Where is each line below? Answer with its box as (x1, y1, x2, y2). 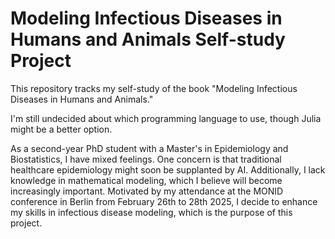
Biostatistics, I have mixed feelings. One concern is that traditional (10, 153, 282, 165)
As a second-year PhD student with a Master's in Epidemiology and (10, 142, 289, 154)
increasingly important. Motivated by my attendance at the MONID (10, 185, 284, 197)
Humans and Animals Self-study (10, 28, 286, 51)
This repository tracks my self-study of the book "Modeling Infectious (10, 82, 298, 94)
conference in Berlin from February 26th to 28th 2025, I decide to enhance (10, 195, 318, 207)
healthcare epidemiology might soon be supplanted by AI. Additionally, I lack (10, 163, 326, 176)
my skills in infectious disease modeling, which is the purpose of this (10, 206, 293, 218)
